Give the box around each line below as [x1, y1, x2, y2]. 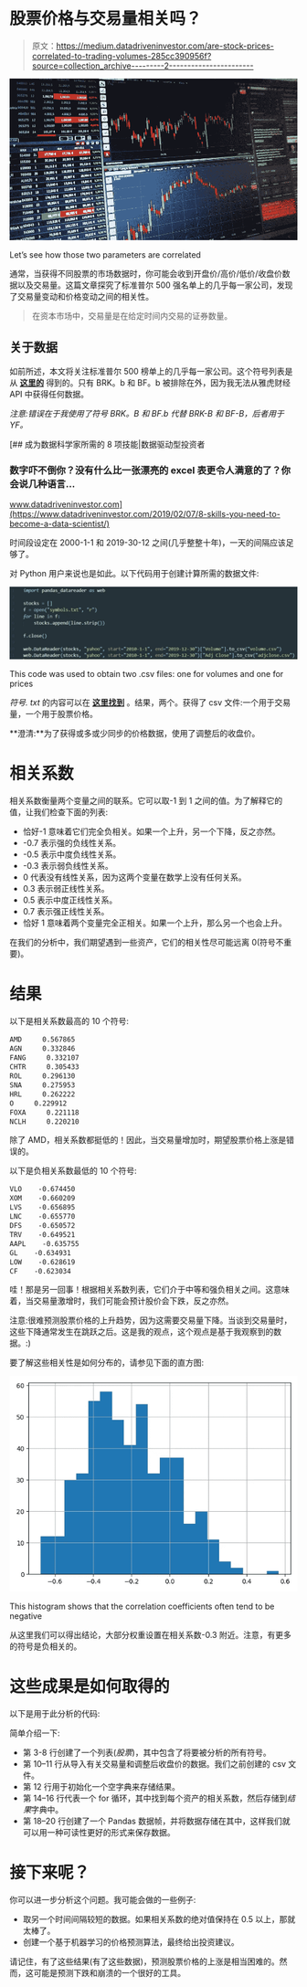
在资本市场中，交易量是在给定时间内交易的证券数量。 [31, 310, 233, 321]
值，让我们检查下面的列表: [9, 806, 109, 818]
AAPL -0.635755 [9, 1239, 79, 1248]
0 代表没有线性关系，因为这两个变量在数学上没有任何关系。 [22, 872, 247, 883]
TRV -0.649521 [9, 1230, 76, 1239]
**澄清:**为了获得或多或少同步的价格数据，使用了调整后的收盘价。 [9, 728, 260, 738]
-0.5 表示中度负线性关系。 [22, 849, 122, 860]
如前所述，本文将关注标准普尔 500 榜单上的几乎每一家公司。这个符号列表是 [9, 365, 293, 376]
